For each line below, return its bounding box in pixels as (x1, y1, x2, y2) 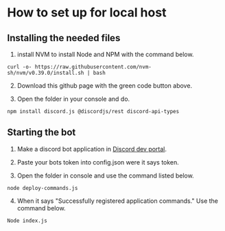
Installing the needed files (7, 32, 121, 44)
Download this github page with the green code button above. (16, 82, 193, 90)
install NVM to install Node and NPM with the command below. (16, 50, 194, 58)
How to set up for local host (7, 5, 167, 21)
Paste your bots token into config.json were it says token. (16, 158, 180, 166)
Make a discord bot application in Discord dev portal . (16, 145, 167, 153)
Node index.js (7, 217, 48, 224)
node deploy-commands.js (7, 184, 78, 191)
